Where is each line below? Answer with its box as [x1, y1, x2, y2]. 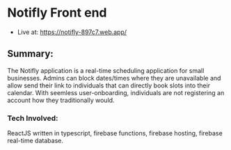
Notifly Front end [7, 5, 107, 21]
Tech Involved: [7, 113, 58, 123]
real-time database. [7, 137, 64, 145]
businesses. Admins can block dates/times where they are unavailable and [7, 74, 221, 82]
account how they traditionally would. [7, 96, 115, 104]
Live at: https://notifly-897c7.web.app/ [17, 28, 127, 36]
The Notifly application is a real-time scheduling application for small [7, 66, 205, 74]
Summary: [7, 48, 54, 60]
